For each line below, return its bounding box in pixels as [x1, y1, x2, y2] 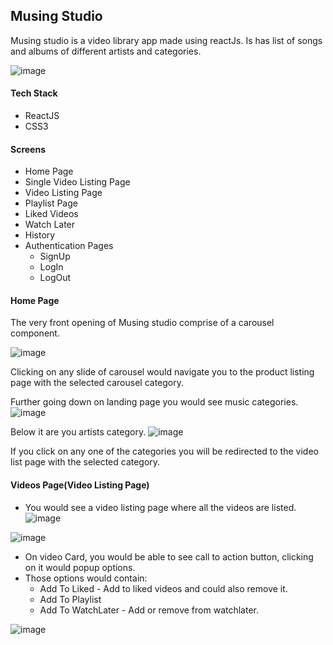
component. [10, 327, 60, 339]
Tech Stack [10, 87, 58, 99]
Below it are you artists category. [10, 426, 147, 438]
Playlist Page [24, 197, 78, 209]
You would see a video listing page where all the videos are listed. [24, 501, 297, 513]
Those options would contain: [24, 572, 148, 584]
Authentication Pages [24, 240, 114, 252]
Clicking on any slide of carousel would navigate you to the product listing [10, 366, 315, 378]
